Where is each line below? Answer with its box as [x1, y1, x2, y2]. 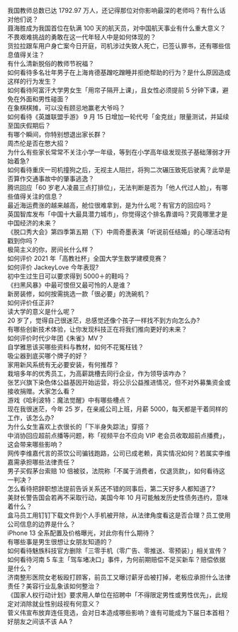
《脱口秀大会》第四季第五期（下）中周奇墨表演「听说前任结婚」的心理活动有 [7, 227, 231, 236]
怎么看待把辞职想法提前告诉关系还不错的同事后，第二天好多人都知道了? [7, 485, 216, 492]
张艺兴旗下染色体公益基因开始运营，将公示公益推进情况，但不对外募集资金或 [7, 378, 231, 386]
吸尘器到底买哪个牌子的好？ [7, 351, 89, 360]
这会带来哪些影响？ [7, 440, 64, 448]
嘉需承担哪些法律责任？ [7, 458, 76, 466]
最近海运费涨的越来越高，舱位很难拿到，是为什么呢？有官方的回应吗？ [7, 201, 212, 209]
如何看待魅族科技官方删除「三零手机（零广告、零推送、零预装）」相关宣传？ [7, 546, 228, 555]
